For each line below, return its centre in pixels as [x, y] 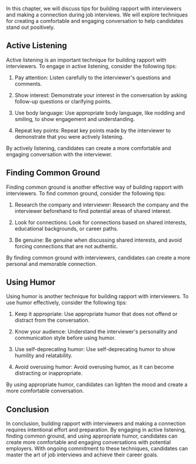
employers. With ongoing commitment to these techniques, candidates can [97, 449]
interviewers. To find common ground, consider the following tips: [86, 193]
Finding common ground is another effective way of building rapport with [95, 187]
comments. [28, 84]
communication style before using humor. [65, 338]
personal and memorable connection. [52, 263]
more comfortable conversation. [45, 391]
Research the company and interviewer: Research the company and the [102, 205]
